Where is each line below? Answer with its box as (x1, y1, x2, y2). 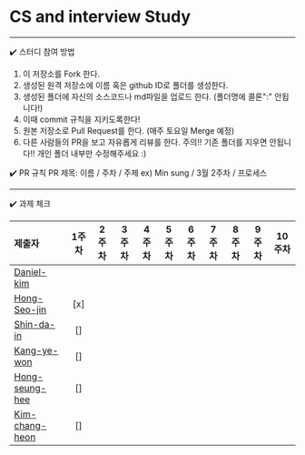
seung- (14, 381, 47, 394)
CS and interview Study (9, 6, 192, 27)
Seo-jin (14, 303, 47, 316)
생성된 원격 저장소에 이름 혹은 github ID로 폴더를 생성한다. (22, 79, 229, 90)
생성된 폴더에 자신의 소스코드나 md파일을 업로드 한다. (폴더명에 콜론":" (22, 91, 272, 102)
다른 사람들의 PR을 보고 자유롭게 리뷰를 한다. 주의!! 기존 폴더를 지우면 (22, 136, 268, 147)
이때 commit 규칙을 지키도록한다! (22, 114, 141, 125)
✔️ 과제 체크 (9, 197, 52, 208)
